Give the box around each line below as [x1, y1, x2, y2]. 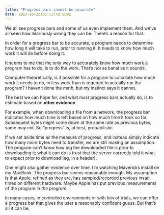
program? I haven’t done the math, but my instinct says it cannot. [5, 85, 137, 91]
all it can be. [5, 205, 30, 211]
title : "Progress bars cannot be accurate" [5, 7, 96, 12]
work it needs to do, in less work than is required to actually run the [5, 79, 141, 86]
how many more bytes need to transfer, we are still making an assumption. [5, 139, 156, 145]
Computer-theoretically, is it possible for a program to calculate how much [5, 74, 156, 80]
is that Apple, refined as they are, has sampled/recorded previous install [5, 175, 151, 181]
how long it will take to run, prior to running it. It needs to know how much [5, 45, 154, 51]
